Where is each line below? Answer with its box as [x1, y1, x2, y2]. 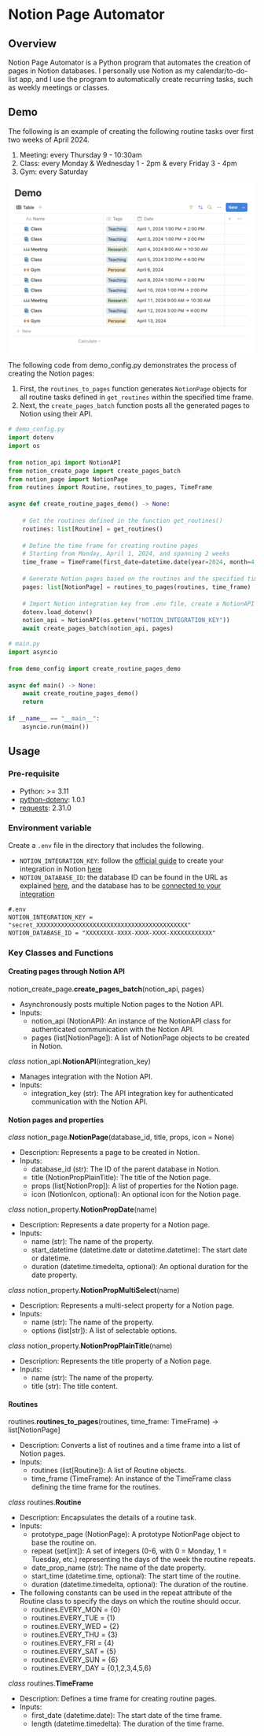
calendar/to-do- [196, 66, 248, 76]
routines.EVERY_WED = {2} [31, 1622, 120, 1631]
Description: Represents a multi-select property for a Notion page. [19, 1301, 234, 1310]
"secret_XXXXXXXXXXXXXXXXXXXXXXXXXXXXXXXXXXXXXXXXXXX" [8, 921, 192, 929]
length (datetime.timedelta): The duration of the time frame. [31, 1719, 225, 1729]
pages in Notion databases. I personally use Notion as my [8, 66, 195, 76]
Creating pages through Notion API [8, 967, 126, 976]
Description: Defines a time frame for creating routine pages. [19, 1694, 217, 1704]
